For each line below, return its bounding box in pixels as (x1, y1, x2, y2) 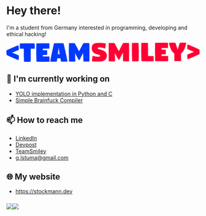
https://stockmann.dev (15, 188, 73, 195)
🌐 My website (6, 171, 60, 182)
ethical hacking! (6, 30, 47, 37)
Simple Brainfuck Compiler (15, 96, 83, 104)
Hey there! (6, 4, 61, 18)
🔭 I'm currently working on (6, 74, 110, 84)
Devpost (15, 141, 37, 148)
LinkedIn (15, 134, 37, 141)
